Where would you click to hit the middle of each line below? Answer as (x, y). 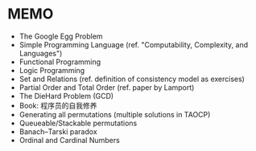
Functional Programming (60, 62)
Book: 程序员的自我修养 (58, 105)
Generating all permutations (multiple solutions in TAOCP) (115, 114)
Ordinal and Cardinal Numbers (69, 140)
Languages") (41, 53)
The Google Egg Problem (61, 36)
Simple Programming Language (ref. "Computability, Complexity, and (134, 44)
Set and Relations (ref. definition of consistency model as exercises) (132, 79)
